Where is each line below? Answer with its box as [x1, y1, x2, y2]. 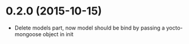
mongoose [14, 30, 42, 37]
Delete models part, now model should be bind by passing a [14, 24, 165, 31]
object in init [43, 30, 74, 37]
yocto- [166, 24, 183, 31]
